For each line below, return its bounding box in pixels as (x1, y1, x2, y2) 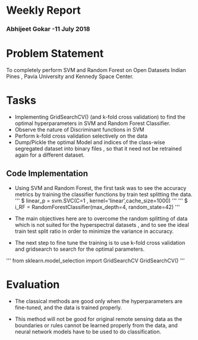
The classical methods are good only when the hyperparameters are (14, 297, 183, 304)
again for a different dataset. (14, 151, 85, 158)
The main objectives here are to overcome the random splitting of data (14, 215, 188, 222)
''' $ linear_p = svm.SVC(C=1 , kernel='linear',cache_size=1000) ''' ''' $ (14, 197, 188, 204)
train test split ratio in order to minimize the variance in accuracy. (14, 227, 174, 235)
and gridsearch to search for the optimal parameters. (14, 245, 144, 252)
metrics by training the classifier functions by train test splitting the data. (14, 191, 193, 198)
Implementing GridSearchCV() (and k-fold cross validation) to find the (14, 113, 186, 120)
